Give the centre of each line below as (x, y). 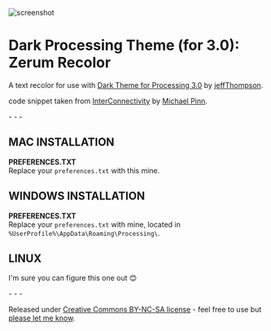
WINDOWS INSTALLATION (76, 196)
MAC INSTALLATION (61, 142)
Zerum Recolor (60, 63)
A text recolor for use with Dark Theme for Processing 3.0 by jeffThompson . (136, 85)
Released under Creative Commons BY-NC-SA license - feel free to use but (135, 310)
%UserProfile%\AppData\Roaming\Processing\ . (84, 233)
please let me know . (42, 318)
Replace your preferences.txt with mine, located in (94, 224)
